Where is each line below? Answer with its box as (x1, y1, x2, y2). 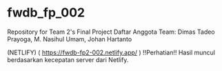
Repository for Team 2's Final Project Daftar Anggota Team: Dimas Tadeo (7, 28, 215, 36)
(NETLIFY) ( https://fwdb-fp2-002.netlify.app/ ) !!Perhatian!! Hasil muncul (7, 48, 216, 57)
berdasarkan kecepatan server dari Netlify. (7, 55, 129, 63)
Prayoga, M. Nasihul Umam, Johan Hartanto (7, 34, 132, 43)
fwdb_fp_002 (7, 5, 85, 21)
